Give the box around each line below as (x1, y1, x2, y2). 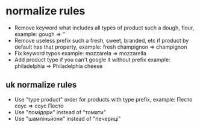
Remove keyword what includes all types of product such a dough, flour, (14, 24, 195, 31)
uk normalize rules (5, 80, 77, 90)
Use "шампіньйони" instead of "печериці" (14, 115, 121, 122)
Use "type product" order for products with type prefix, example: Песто (14, 96, 193, 103)
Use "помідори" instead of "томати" (14, 108, 107, 115)
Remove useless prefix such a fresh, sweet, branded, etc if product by (14, 37, 189, 44)
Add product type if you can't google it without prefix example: (14, 56, 170, 63)
